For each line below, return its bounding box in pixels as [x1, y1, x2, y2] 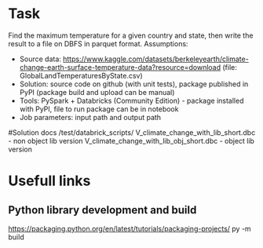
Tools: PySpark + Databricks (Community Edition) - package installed [19, 96, 244, 105]
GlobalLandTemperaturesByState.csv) [19, 71, 143, 80]
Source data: [19, 54, 61, 64]
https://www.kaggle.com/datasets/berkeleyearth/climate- [62, 54, 249, 64]
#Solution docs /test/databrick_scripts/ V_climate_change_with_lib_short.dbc [8, 127, 256, 137]
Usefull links [8, 172, 91, 190]
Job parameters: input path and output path [19, 112, 162, 122]
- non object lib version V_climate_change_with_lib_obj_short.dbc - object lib [8, 136, 255, 145]
